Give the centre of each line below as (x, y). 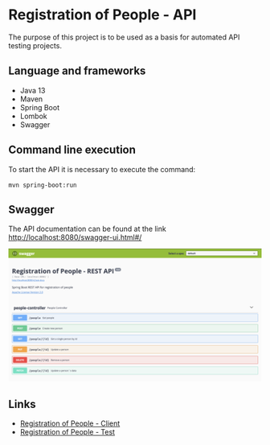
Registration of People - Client (70, 423)
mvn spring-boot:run (43, 185)
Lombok (34, 116)
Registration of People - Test (67, 432)
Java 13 (33, 90)
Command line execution (72, 150)
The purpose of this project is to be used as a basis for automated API (124, 37)
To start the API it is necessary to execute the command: (102, 169)
